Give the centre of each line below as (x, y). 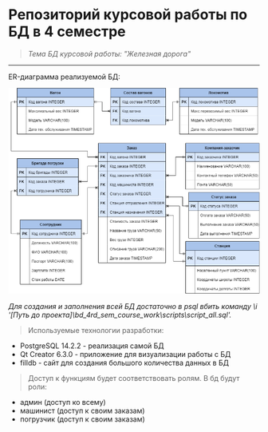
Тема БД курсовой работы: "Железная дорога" (109, 54)
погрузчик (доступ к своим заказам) (82, 419)
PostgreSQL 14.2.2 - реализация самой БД (92, 346)
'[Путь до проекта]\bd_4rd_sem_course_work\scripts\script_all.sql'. (120, 315)
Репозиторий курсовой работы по (128, 15)
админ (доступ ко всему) (63, 402)
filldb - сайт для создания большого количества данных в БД (124, 363)
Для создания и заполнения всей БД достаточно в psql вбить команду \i (133, 307)
